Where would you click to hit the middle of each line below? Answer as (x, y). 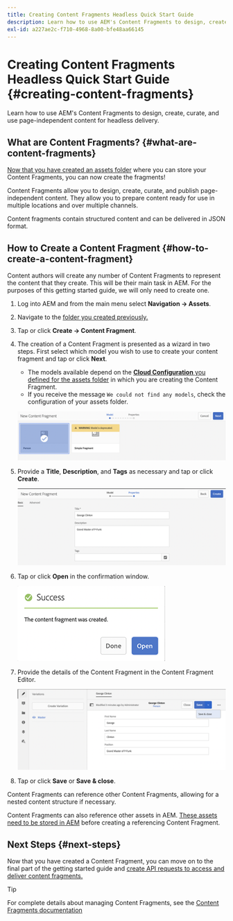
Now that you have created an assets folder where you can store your (107, 170)
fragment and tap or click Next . (62, 359)
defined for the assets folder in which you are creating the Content (123, 379)
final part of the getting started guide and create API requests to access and (116, 869)
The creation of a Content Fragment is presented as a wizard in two (113, 344)
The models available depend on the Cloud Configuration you (116, 372)
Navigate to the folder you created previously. (83, 317)
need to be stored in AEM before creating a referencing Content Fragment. (114, 823)
